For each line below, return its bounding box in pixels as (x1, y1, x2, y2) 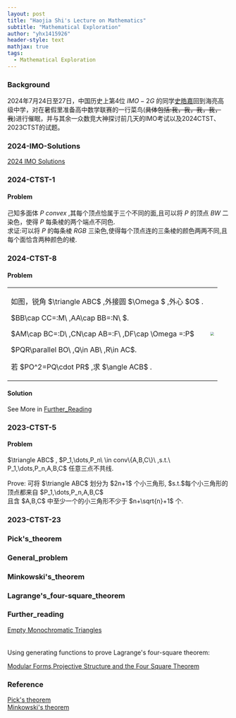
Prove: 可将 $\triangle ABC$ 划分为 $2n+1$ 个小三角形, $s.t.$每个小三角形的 (7, 478, 228, 488)
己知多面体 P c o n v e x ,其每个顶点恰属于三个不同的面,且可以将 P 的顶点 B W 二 (7, 209, 229, 218)
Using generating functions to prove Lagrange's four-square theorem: (7, 648, 210, 657)
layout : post (7, 10, 46, 18)
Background (7, 79, 51, 89)
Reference (7, 679, 44, 689)
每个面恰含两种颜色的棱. (7, 235, 77, 244)
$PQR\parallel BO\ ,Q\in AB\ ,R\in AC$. (11, 344, 137, 354)
